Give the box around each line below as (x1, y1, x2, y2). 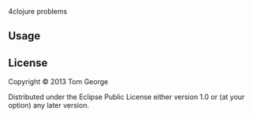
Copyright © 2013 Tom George (8, 77, 109, 87)
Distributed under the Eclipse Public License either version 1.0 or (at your (8, 92, 245, 101)
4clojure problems (8, 7, 68, 16)
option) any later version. (8, 101, 89, 110)
